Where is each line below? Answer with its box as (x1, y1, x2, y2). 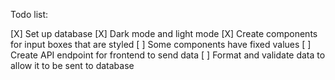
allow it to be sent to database (10, 60, 135, 71)
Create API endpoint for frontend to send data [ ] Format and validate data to (10, 49, 326, 61)
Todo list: (10, 9, 49, 20)
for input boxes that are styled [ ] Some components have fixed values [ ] (10, 39, 312, 50)
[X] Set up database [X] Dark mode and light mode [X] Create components (10, 28, 318, 39)
